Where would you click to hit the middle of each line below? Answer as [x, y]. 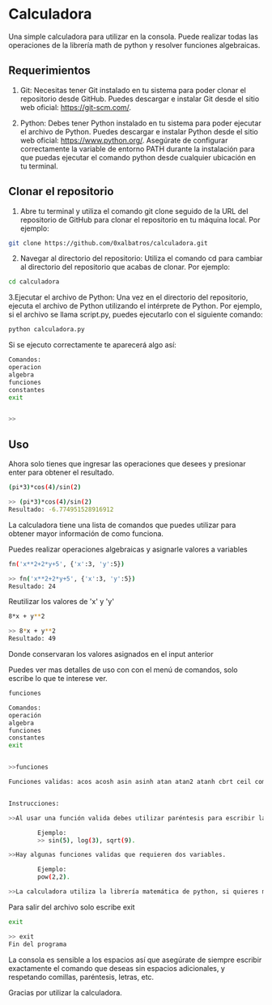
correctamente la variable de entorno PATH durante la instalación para [137, 149]
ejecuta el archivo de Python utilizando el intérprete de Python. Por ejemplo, [135, 306]
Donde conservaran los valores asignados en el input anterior [111, 654]
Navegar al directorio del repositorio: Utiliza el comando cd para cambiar [141, 258]
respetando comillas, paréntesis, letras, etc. [81, 977]
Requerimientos [49, 71]
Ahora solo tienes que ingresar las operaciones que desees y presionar [127, 464]
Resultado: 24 [32, 586]
